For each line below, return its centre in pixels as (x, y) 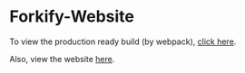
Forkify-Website (72, 17)
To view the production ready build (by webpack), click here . (123, 41)
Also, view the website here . (62, 59)
